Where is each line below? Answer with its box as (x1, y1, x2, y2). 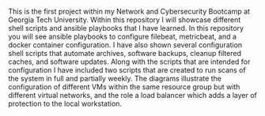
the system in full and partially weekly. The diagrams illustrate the (8, 74, 221, 83)
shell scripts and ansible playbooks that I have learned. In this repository (8, 24, 244, 32)
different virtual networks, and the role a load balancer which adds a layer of (8, 91, 257, 99)
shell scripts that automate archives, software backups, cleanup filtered (8, 49, 241, 58)
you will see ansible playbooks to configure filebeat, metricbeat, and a (8, 32, 237, 41)
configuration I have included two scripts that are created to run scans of (8, 65, 247, 74)
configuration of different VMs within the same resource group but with (8, 82, 240, 92)
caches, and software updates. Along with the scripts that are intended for (8, 57, 251, 66)
